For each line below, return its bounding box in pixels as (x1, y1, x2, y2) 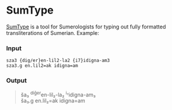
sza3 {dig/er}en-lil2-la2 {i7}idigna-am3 (6, 57, 110, 64)
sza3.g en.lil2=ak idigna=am (6, 63, 78, 69)
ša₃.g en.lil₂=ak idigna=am (20, 97, 85, 104)
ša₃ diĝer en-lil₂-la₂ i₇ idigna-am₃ (20, 90, 96, 98)
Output (6, 76, 27, 85)
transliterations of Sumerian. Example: (6, 29, 100, 36)
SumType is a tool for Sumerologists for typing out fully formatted (6, 23, 166, 30)
